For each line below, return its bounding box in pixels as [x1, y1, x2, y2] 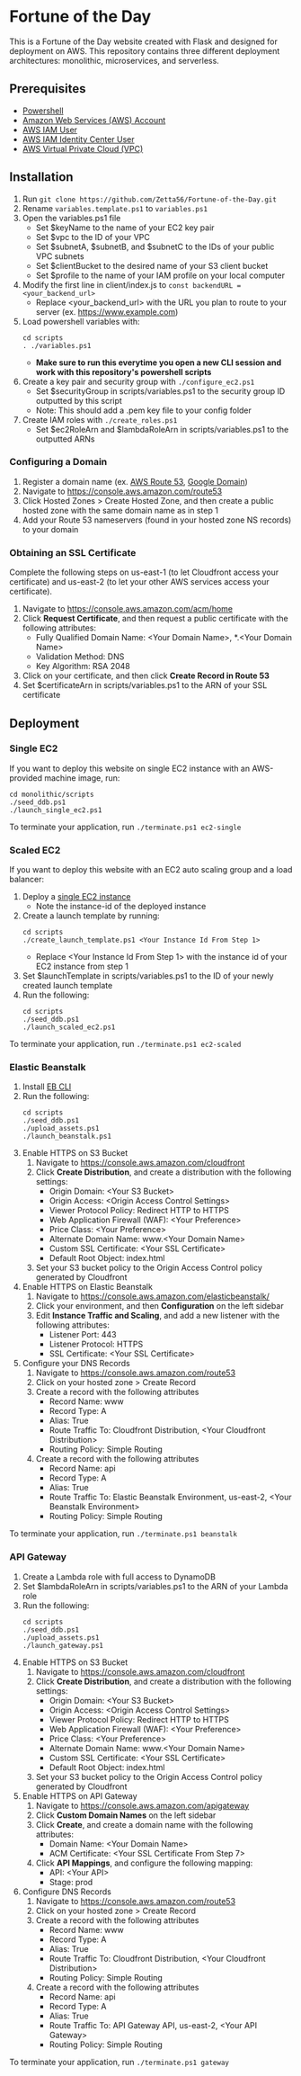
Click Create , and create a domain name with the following [35, 1819, 253, 1830]
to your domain [22, 523, 79, 534]
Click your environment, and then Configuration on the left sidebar [35, 1301, 285, 1311]
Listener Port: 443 [49, 1329, 117, 1340]
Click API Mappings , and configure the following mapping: [35, 1857, 253, 1868]
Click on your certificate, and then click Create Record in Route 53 [22, 670, 270, 681]
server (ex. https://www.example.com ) [35, 306, 179, 317]
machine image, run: [44, 772, 120, 783]
